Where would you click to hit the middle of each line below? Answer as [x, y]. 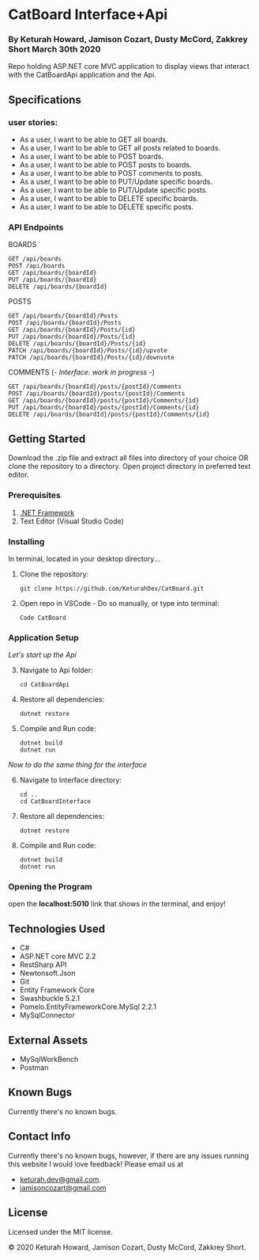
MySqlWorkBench [49, 1060]
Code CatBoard [43, 618]
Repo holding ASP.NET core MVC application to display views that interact [129, 67]
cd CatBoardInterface [55, 801]
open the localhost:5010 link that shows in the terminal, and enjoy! [117, 904]
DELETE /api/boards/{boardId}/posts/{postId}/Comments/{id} [109, 415]
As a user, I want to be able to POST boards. [92, 157]
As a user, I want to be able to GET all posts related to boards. [120, 148]
